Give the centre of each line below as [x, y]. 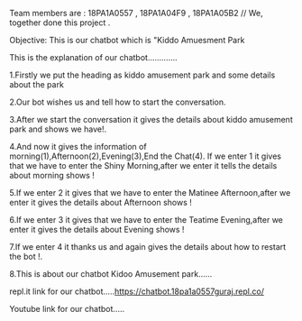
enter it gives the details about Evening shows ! [97, 229]
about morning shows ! [52, 175]
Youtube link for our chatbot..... [67, 309]
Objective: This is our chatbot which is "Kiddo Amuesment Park [127, 40]
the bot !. [26, 257]
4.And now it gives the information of [78, 147]
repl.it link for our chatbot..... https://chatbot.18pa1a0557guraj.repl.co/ [137, 291]
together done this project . [60, 23]
